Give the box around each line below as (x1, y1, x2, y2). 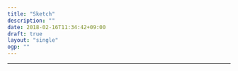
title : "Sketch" (7, 10, 55, 18)
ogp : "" (7, 43, 30, 50)
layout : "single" (7, 37, 59, 44)
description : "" (7, 17, 55, 24)
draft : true (7, 30, 42, 38)
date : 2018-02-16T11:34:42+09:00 (7, 23, 106, 31)
